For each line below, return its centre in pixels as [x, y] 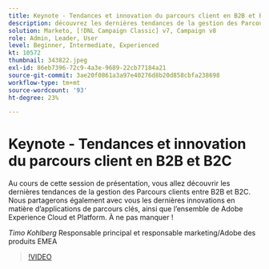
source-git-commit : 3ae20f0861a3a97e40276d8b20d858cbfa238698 [114, 75]
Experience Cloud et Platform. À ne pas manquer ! [91, 218]
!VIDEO [40, 257]
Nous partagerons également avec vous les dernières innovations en [122, 200]
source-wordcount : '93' [48, 90]
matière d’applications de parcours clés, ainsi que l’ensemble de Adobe [126, 209]
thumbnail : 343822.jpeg [48, 61]
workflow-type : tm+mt [44, 82]
